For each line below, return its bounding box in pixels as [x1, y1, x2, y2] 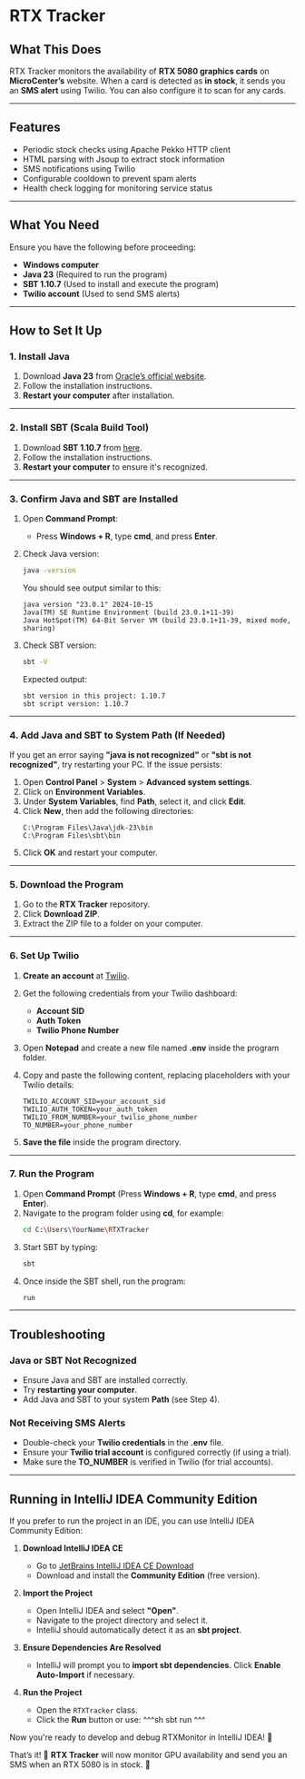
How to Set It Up [9, 323, 103, 339]
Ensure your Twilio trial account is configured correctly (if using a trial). [22, 1446, 292, 1458]
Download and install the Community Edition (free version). [35, 1570, 261, 1581]
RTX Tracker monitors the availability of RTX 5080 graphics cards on [9, 65, 270, 76]
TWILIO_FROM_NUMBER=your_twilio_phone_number [22, 1112, 198, 1122]
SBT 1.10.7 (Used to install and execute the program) [22, 278, 220, 289]
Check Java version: [22, 548, 100, 559]
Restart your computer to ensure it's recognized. [22, 461, 209, 472]
